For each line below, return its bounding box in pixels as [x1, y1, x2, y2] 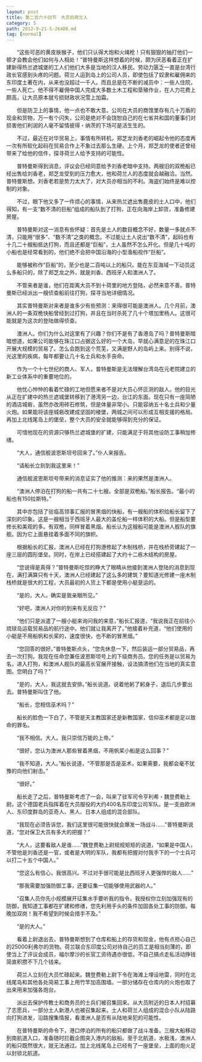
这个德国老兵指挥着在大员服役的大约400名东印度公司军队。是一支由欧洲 [16, 801, 195, 808]
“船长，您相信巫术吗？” [16, 701, 75, 708]
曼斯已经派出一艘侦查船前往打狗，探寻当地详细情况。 [6, 289, 138, 296]
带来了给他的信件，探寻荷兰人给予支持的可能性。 [6, 150, 127, 157]
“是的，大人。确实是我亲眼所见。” [16, 592, 98, 599]
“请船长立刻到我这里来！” [16, 462, 80, 469]
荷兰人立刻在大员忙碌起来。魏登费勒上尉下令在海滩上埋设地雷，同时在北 [16, 971, 196, 978]
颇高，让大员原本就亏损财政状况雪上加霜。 [6, 94, 112, 101]
